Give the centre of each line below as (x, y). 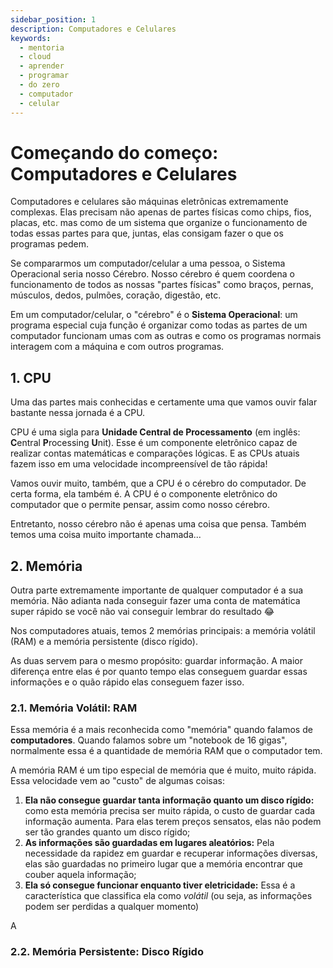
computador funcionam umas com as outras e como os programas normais (166, 336)
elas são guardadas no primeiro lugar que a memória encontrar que (164, 864)
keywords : (31, 38)
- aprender (42, 66)
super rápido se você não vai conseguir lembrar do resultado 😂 (142, 612)
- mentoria (42, 47)
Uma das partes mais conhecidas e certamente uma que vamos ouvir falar (164, 402)
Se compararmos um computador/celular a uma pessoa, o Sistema (148, 263)
